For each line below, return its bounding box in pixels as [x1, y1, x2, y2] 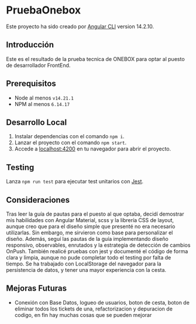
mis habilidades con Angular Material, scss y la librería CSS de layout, [6, 217, 174, 223]
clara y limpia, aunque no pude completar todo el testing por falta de [6, 254, 171, 261]
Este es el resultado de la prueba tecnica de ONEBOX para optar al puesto [6, 55, 185, 62]
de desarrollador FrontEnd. [6, 62, 71, 69]
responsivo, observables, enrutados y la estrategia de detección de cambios [6, 241, 191, 248]
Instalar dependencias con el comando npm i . [14, 133, 125, 140]
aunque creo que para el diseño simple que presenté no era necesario [6, 223, 176, 230]
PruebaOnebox [6, 4, 81, 17]
